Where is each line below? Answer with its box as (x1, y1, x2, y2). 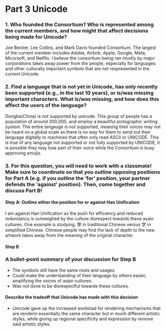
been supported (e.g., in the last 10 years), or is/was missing (5, 90, 154, 96)
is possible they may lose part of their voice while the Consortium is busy (5, 144, 155, 150)
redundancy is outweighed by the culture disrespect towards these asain (5, 215, 154, 221)
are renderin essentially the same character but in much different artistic (12, 311, 160, 316)
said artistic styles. (12, 321, 51, 327)
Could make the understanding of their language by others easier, (12, 272, 147, 278)
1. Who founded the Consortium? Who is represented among (5, 21, 154, 28)
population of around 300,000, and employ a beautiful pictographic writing (5, 118, 158, 124)
